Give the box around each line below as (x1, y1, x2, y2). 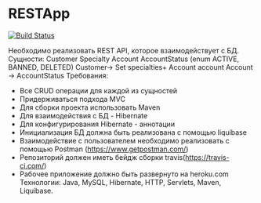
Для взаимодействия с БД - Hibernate (19, 111, 148, 120)
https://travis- (185, 152, 230, 161)
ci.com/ (19, 161, 45, 170)
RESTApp (8, 5, 71, 23)
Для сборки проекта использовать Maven (19, 103, 161, 112)
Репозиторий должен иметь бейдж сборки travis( (19, 152, 186, 161)
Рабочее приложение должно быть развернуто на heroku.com (19, 169, 229, 179)
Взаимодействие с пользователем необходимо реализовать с (19, 136, 230, 145)
